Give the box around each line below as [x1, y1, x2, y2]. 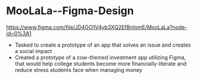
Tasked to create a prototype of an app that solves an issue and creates [14, 41, 192, 48]
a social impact [14, 47, 52, 54]
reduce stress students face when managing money [14, 66, 143, 73]
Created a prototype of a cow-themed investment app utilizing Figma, [14, 54, 186, 61]
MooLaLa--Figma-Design [6, 4, 134, 18]
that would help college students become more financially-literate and [14, 60, 187, 67]
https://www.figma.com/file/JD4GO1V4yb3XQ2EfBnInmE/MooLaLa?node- [6, 24, 187, 31]
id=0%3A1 [6, 29, 32, 37]
